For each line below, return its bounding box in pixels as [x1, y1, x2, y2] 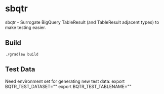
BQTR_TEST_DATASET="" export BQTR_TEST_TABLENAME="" [5, 83, 132, 89]
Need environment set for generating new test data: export [5, 78, 125, 84]
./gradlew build [5, 52, 39, 57]
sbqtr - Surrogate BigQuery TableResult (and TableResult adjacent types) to [5, 19, 160, 25]
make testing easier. [5, 24, 46, 30]
